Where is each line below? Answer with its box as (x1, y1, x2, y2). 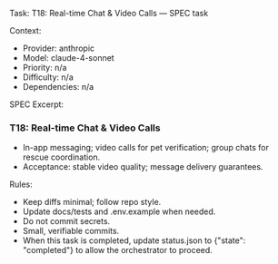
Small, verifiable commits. (22, 226, 120, 237)
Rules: (9, 179, 34, 190)
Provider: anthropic (22, 43, 95, 54)
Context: (9, 25, 42, 35)
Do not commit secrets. (22, 216, 111, 227)
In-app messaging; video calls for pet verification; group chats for (22, 142, 270, 153)
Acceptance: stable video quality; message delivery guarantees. (22, 161, 263, 172)
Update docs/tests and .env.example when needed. (22, 206, 216, 217)
